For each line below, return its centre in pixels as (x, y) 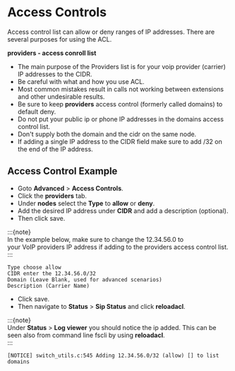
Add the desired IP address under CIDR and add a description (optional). (123, 211)
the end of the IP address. (55, 149)
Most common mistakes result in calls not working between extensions (121, 89)
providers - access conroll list (52, 53)
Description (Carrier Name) (49, 286)
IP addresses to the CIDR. (55, 74)
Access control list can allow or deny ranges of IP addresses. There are (111, 32)
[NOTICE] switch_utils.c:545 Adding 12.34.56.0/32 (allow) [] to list (113, 355)
